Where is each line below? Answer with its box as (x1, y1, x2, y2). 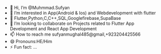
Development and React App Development (9, 26, 97, 32)
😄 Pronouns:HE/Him (9, 39, 53, 44)
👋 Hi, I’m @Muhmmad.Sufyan (9, 5, 70, 10)
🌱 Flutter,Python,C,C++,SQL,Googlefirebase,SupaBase (9, 15, 121, 21)
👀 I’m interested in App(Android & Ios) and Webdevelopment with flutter (9, 10, 156, 16)
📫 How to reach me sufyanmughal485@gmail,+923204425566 (9, 31, 141, 37)
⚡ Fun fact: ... (9, 44, 37, 50)
